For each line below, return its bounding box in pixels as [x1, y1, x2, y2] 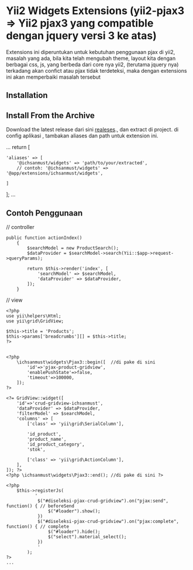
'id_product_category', [27, 441, 85, 447]
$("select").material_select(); [47, 534, 127, 539]
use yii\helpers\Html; [6, 313, 61, 319]
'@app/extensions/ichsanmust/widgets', [6, 170, 104, 177]
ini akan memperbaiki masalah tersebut [6, 73, 101, 80]
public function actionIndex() [6, 235, 82, 241]
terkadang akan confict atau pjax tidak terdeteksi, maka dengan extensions [6, 67, 187, 74]
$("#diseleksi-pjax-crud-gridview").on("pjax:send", [37, 498, 168, 504]
